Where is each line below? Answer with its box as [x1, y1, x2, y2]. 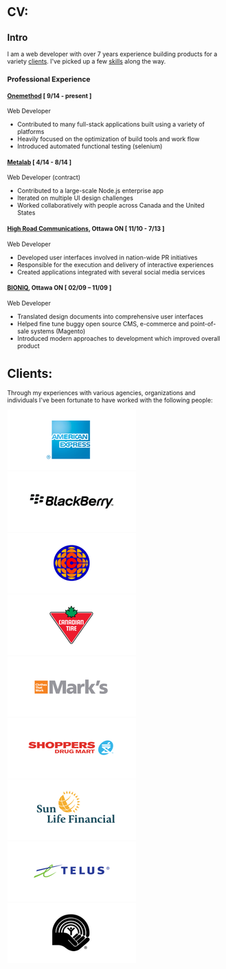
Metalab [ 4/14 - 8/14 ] [7, 158, 72, 166]
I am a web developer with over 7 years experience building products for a [7, 50, 218, 58]
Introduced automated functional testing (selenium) [16, 142, 163, 150]
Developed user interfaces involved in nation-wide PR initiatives [16, 253, 198, 261]
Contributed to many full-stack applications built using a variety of [16, 120, 205, 128]
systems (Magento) [30, 327, 86, 335]
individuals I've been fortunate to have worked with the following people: [7, 396, 213, 404]
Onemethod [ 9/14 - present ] [7, 91, 92, 100]
